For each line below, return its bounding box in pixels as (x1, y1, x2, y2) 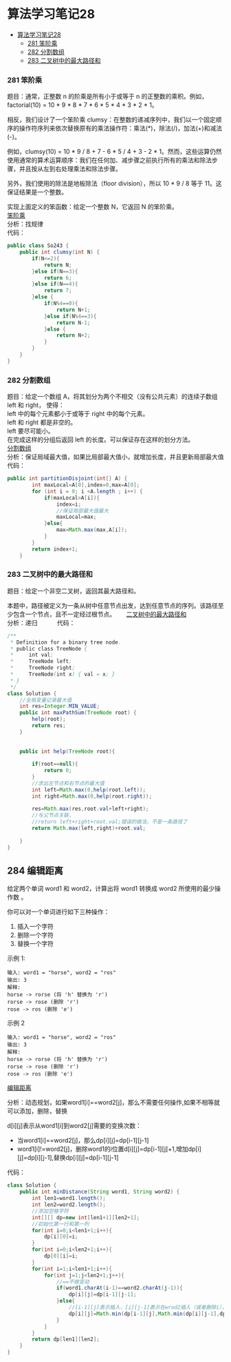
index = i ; (56, 501, 81, 508)
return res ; (32, 722, 67, 729)
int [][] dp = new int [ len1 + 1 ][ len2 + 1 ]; (32, 1214, 140, 1221)
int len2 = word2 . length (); (32, 1201, 107, 1208)
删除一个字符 (16, 931, 54, 939)
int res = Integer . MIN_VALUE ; (19, 703, 100, 710)
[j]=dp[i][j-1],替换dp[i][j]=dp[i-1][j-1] (16, 1154, 119, 1162)
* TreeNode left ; (10, 658, 72, 665)
